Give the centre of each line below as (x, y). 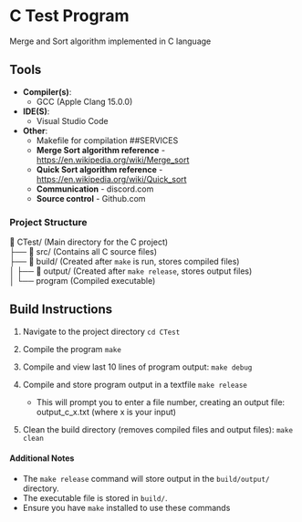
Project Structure (48, 222)
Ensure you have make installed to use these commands (126, 508)
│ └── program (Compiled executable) (83, 281)
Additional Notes (42, 458)
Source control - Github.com (91, 198)
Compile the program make (72, 349)
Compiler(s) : (47, 91)
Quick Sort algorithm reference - (99, 169)
